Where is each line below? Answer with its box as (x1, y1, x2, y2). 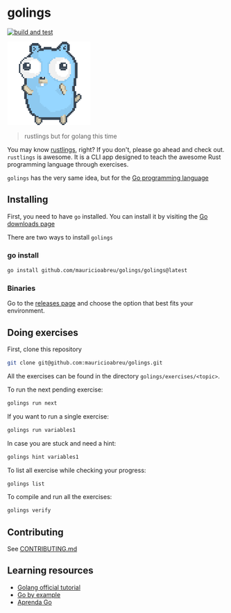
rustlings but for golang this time (24, 132, 118, 140)
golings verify (7, 507, 51, 514)
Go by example (17, 590, 61, 598)
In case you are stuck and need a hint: (7, 439, 117, 447)
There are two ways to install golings (7, 233, 113, 241)
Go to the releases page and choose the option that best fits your (7, 299, 194, 308)
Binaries (7, 283, 36, 293)
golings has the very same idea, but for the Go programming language (7, 174, 209, 182)
